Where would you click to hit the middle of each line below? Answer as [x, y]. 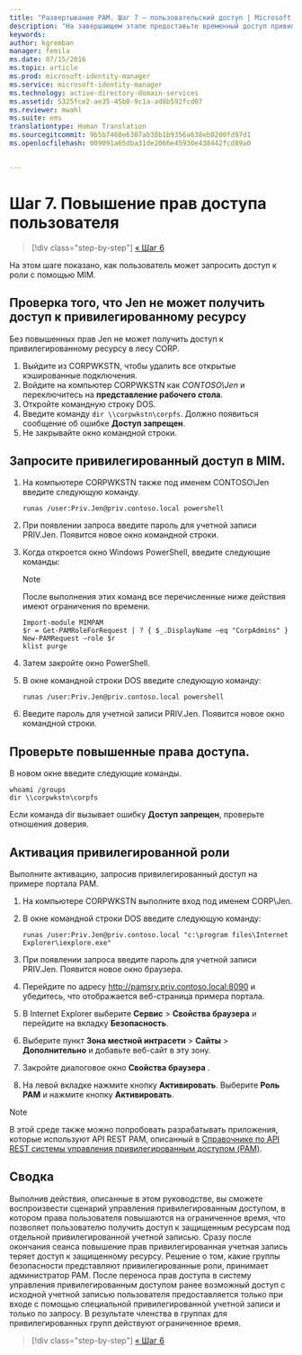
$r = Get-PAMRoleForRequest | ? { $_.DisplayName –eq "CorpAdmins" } [155, 631]
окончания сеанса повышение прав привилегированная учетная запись [149, 1246]
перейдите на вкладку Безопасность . [95, 1023]
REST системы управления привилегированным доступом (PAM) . [136, 1148]
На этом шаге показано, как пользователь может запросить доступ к [143, 265]
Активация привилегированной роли [120, 852]
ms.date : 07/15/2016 [48, 59]
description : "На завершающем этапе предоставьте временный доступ [138, 26]
